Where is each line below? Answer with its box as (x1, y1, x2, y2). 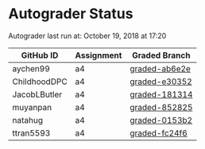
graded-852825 (130, 101, 193, 113)
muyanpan (12, 101, 52, 113)
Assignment (75, 49, 122, 60)
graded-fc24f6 (130, 128, 188, 139)
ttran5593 (12, 128, 51, 139)
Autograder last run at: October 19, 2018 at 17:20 (8, 31, 167, 40)
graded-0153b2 (130, 114, 193, 125)
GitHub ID (21, 49, 59, 60)
